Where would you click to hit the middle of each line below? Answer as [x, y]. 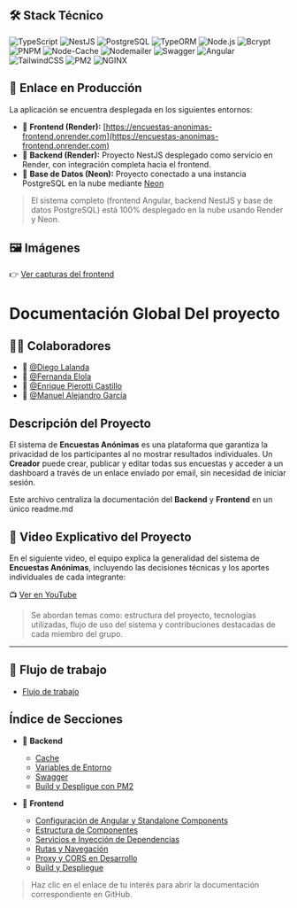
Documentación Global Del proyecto [145, 313]
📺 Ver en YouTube [43, 595]
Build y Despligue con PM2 [84, 786]
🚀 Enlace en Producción [76, 88]
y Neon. [45, 219]
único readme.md [41, 509]
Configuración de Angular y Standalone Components [131, 820]
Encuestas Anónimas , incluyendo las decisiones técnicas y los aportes [139, 568]
